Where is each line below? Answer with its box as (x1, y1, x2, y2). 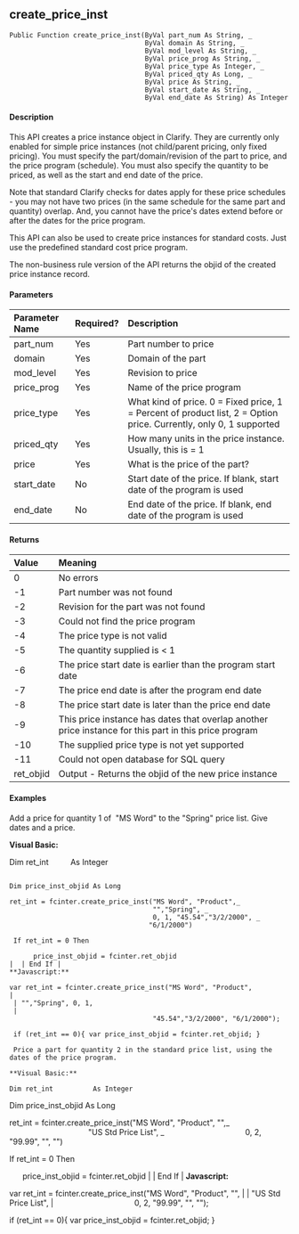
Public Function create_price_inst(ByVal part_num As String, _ (9, 30, 253, 39)
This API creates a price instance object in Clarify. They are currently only (9, 132, 280, 143)
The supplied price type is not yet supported (58, 739, 245, 751)
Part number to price (127, 338, 214, 350)
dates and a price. (9, 821, 76, 832)
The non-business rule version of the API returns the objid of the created (9, 259, 277, 270)
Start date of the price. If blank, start (127, 472, 279, 485)
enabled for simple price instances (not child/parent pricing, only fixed (9, 142, 267, 152)
